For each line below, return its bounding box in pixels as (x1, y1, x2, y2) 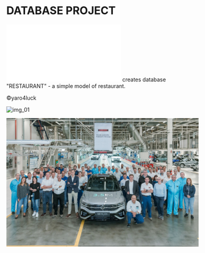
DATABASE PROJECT (6, 4, 116, 18)
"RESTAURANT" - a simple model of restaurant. (6, 82, 126, 89)
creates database (121, 76, 167, 83)
